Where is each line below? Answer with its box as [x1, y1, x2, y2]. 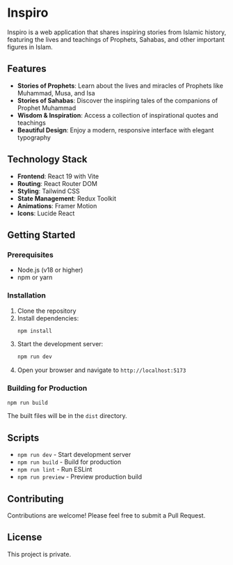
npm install [17, 327, 52, 334]
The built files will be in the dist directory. [7, 412, 127, 420]
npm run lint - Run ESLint [17, 465, 93, 474]
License [7, 532, 42, 543]
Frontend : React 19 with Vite [17, 172, 99, 180]
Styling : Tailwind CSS [17, 187, 80, 195]
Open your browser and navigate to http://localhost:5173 [17, 366, 186, 374]
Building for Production [7, 383, 88, 393]
